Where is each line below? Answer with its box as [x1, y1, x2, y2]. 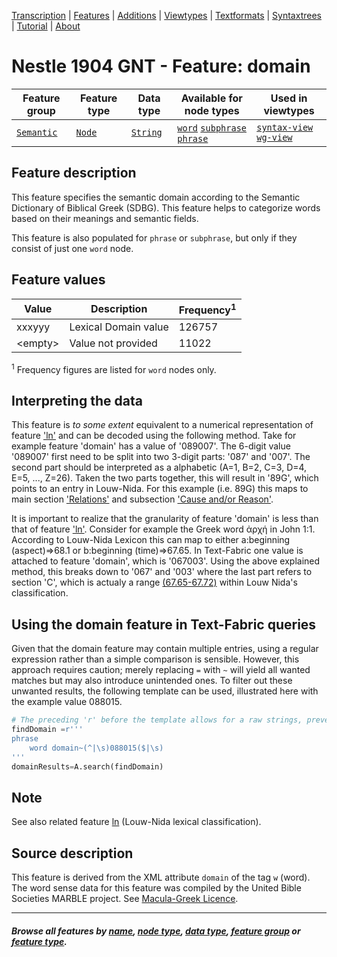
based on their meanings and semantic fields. [11, 212, 199, 224]
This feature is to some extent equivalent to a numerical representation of [11, 419, 314, 431]
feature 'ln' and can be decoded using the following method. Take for [11, 430, 297, 442]
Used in [270, 91, 308, 105]
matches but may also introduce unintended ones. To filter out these [11, 675, 293, 687]
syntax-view [256, 121, 314, 133]
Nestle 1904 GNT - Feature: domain [11, 55, 311, 78]
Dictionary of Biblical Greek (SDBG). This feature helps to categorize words [11, 201, 321, 214]
